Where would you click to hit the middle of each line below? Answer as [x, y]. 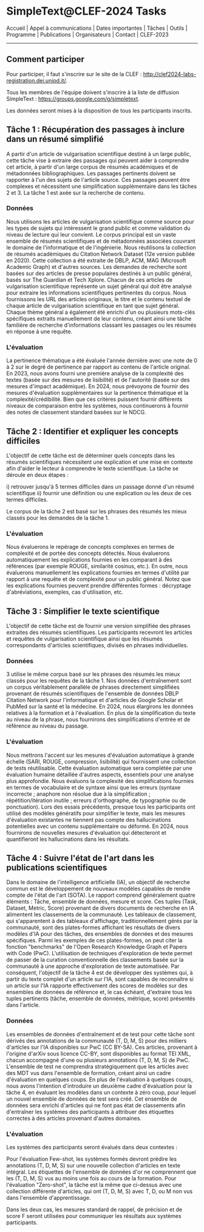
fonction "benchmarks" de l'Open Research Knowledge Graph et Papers [97, 947]
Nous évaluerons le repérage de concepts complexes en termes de [90, 547]
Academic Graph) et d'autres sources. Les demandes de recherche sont [97, 266]
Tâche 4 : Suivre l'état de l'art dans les [80, 858]
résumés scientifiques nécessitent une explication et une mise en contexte [100, 462]
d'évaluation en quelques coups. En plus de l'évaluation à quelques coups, [100, 1079]
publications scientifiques [57, 868]
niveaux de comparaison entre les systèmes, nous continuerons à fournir [98, 406]
